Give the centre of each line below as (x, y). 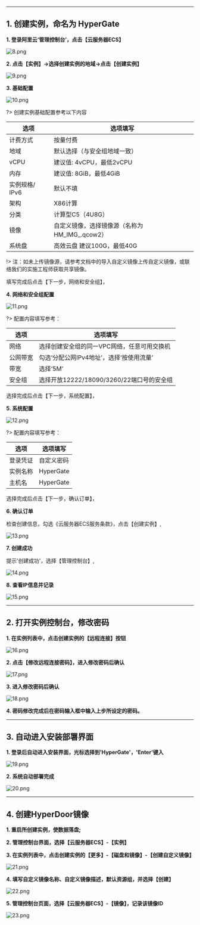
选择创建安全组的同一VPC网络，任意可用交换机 (105, 346)
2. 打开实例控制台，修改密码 (58, 623)
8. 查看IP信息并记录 (30, 585)
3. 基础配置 (20, 88)
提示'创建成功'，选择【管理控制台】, (50, 560)
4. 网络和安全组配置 (30, 294)
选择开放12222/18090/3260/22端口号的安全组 (106, 380)
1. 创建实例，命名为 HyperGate (63, 24)
